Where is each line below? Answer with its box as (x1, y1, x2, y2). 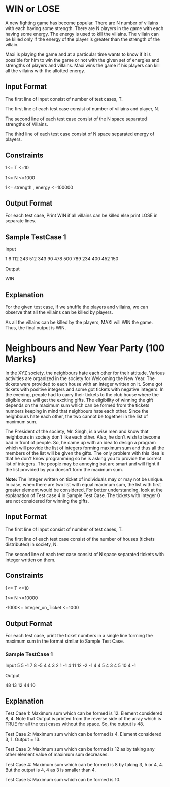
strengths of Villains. (5, 121, 48, 127)
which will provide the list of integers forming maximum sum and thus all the (5, 445, 164, 451)
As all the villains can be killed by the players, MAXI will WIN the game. (5, 319, 153, 325)
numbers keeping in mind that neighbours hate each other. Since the (5, 407, 149, 414)
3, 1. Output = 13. (5, 736, 41, 743)
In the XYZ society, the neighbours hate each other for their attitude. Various (5, 370, 165, 376)
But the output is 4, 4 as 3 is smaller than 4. (5, 767, 96, 773)
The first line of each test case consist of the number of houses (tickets (5, 536, 155, 542)
